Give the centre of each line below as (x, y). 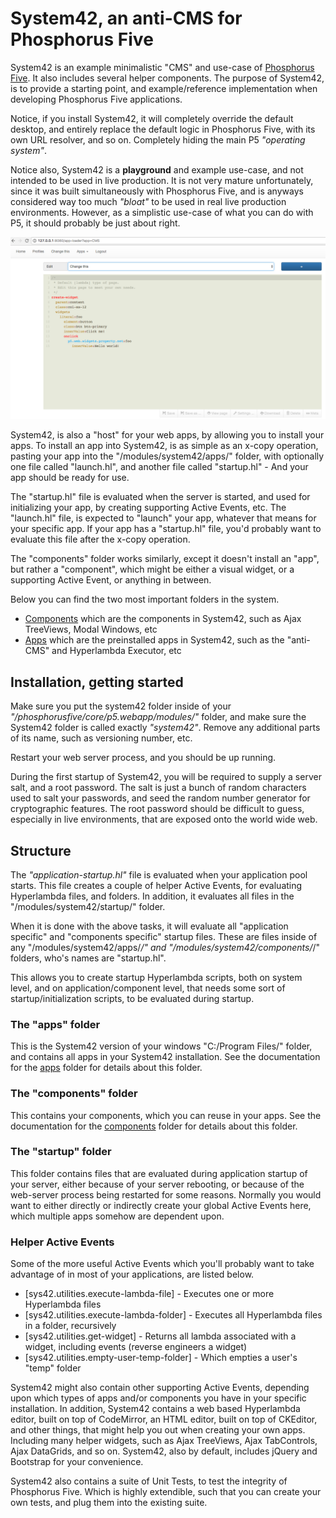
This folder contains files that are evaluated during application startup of (159, 1173)
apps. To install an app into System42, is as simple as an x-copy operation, (164, 446)
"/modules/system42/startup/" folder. (88, 906)
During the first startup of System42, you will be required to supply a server (166, 777)
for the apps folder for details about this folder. (106, 1068)
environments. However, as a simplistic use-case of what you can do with (162, 212)
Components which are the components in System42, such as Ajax (163, 619)
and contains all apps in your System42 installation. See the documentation (165, 1057)
